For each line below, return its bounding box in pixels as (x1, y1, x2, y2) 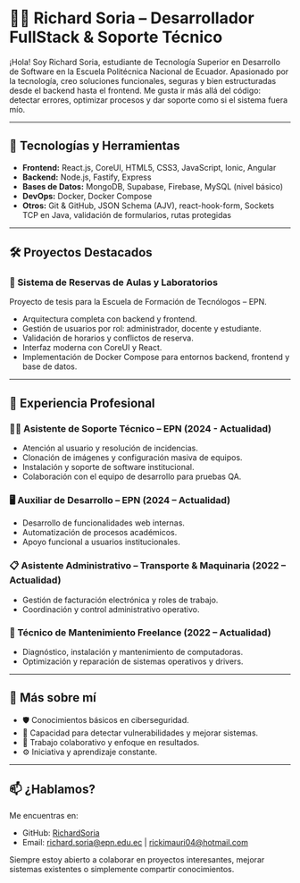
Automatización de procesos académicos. (21, 527, 178, 538)
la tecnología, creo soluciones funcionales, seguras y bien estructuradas (9, 75, 277, 86)
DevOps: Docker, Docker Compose (21, 190, 153, 201)
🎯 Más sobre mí (9, 690, 96, 705)
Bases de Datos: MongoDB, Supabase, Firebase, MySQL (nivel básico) (21, 181, 284, 191)
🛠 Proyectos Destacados (9, 245, 154, 260)
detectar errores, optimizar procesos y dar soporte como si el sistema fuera (9, 94, 288, 105)
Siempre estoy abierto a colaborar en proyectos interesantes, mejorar (9, 854, 265, 865)
